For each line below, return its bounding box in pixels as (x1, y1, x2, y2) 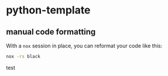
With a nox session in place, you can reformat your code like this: (6, 42, 163, 49)
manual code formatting (6, 27, 96, 37)
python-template (6, 4, 91, 17)
